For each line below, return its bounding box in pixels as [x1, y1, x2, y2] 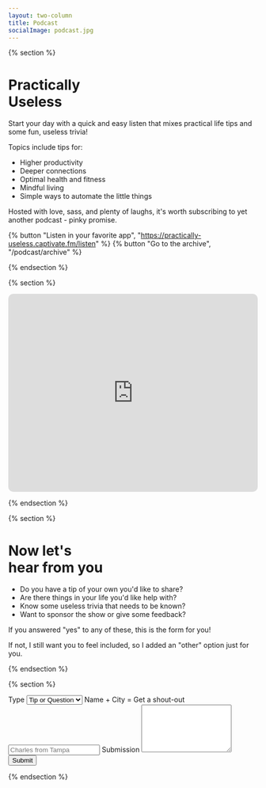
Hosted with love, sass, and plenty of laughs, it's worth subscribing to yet [8, 207, 248, 216]
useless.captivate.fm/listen [8, 239, 97, 249]
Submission [101, 745, 140, 755]
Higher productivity [19, 158, 83, 167]
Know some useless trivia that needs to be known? [19, 601, 186, 611]
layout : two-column [8, 11, 73, 20]
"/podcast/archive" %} [8, 247, 82, 257]
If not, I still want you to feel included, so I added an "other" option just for [8, 641, 249, 650]
